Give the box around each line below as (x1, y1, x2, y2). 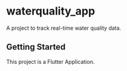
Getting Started (6, 42, 66, 52)
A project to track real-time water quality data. (6, 24, 122, 32)
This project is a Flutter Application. (6, 58, 95, 65)
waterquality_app (6, 4, 96, 18)
